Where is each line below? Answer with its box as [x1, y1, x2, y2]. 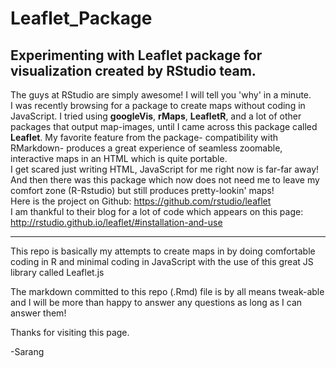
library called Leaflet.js [10, 267, 105, 278]
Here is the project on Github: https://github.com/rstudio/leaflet [10, 195, 272, 207]
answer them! [10, 307, 67, 319]
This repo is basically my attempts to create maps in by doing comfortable [10, 245, 316, 257]
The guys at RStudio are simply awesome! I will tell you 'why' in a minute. [10, 89, 312, 101]
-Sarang [10, 346, 45, 357]
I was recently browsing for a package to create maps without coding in [10, 100, 306, 111]
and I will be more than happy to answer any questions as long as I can [10, 297, 303, 308]
